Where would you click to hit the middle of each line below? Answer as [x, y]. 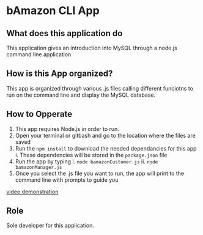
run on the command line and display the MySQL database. [81, 95]
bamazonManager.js [39, 167]
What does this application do [65, 33]
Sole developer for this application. [50, 226]
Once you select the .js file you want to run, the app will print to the [100, 173]
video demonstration [32, 192]
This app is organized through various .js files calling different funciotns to [100, 88]
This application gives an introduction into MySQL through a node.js [92, 48]
